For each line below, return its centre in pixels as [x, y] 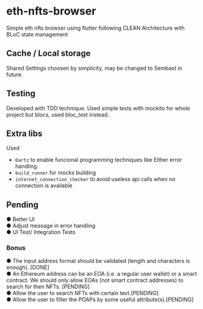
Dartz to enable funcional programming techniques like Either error [98, 160]
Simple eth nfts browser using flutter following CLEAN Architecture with [95, 28]
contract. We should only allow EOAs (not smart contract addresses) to [95, 281]
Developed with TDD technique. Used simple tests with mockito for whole [98, 108]
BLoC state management [37, 34]
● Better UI [21, 219]
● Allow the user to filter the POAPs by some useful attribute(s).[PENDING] [100, 300]
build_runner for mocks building [55, 173]
